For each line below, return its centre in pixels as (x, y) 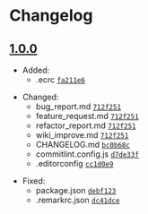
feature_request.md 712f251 (87, 116)
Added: (36, 70)
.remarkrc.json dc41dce (78, 200)
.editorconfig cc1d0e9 (74, 163)
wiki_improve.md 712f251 (82, 135)
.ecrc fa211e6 (60, 80)
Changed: (40, 97)
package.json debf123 (76, 190)
